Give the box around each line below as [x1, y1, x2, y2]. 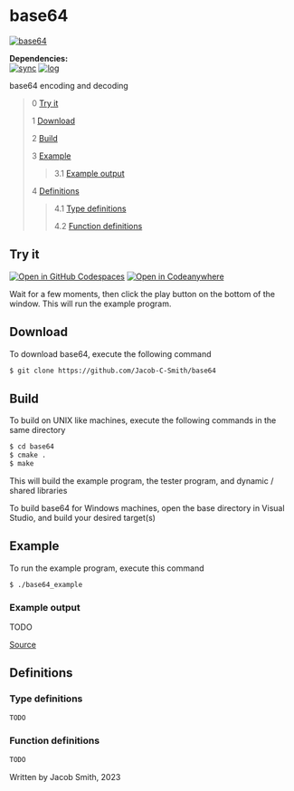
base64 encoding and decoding [9, 80, 128, 91]
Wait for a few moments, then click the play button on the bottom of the [9, 288, 276, 299]
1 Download [31, 115, 75, 126]
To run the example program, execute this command [9, 563, 204, 574]
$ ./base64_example [9, 580, 83, 589]
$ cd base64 [9, 442, 54, 451]
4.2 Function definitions [53, 220, 143, 231]
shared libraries [9, 485, 68, 496]
